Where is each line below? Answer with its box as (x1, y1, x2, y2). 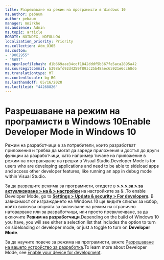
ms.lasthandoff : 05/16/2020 (5, 80, 63, 85)
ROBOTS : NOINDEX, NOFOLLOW (5, 35, 60, 40)
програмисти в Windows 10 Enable (5, 116, 151, 127)
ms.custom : (5, 48, 27, 53)
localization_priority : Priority (5, 39, 73, 44)
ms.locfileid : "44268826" (5, 84, 58, 89)
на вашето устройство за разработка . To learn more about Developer (5, 244, 147, 250)
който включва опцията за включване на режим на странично (5, 204, 136, 210)
